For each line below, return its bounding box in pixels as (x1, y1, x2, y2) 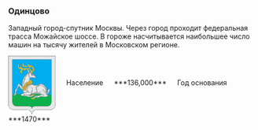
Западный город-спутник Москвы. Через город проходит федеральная (8, 24, 249, 33)
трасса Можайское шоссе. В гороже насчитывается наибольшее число (8, 32, 250, 41)
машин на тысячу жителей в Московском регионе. (8, 40, 180, 50)
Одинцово (8, 6, 50, 17)
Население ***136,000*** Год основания (65, 78, 227, 87)
